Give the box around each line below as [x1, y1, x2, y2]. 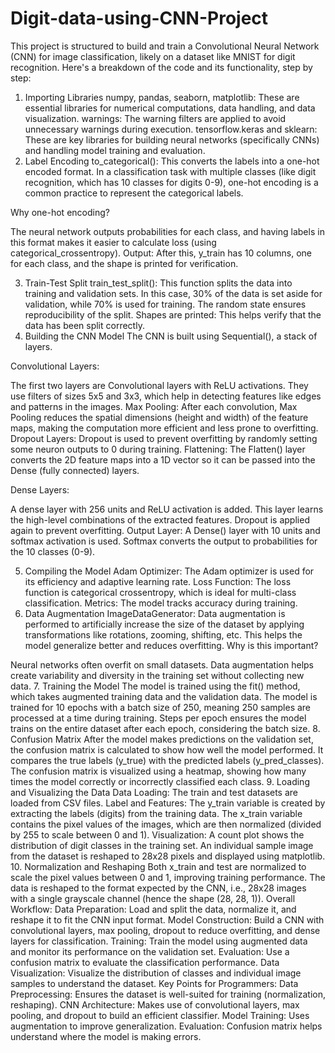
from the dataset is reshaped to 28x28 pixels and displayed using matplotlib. [10, 850, 326, 862]
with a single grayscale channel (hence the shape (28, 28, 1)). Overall [10, 892, 296, 904]
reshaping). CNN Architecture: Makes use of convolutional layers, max [10, 998, 300, 1011]
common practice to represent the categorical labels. [24, 187, 244, 199]
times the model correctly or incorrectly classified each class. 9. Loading [10, 775, 310, 787]
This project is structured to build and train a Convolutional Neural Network [10, 40, 320, 52]
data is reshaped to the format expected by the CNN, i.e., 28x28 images [10, 882, 307, 894]
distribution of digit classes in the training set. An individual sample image [10, 839, 314, 851]
